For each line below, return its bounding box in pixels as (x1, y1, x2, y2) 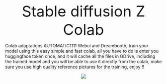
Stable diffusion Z (21, 2, 146, 20)
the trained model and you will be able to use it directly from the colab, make (5, 59, 162, 64)
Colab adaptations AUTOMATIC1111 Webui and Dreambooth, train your (5, 43, 149, 49)
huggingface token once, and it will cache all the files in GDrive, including (5, 53, 156, 59)
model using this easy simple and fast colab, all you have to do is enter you (5, 48, 159, 54)
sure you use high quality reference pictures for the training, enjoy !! (5, 64, 145, 70)
